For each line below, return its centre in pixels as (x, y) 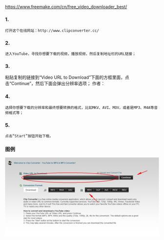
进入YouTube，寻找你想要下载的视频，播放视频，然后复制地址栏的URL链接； (71, 54)
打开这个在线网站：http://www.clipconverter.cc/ (52, 31)
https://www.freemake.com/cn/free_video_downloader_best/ (66, 7)
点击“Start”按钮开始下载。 (29, 136)
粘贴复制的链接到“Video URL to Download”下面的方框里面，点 (67, 77)
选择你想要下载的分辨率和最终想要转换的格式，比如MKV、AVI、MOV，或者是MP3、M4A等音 (81, 108)
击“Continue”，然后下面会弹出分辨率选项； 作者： (55, 84)
